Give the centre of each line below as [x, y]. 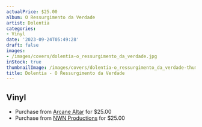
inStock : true [24, 62]
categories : [21, 28]
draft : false [23, 46]
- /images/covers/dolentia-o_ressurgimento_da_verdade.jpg [82, 56]
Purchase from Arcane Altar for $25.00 [63, 112]
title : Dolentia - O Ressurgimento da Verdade [66, 73]
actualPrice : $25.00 [32, 12]
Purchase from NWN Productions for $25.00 [70, 118]
